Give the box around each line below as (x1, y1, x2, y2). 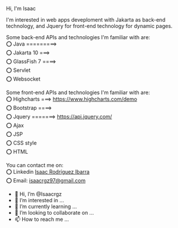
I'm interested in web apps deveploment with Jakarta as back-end (6, 16, 166, 23)
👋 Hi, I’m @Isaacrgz (14, 191, 62, 198)
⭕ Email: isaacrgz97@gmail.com (6, 177, 86, 184)
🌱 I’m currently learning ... (14, 203, 77, 210)
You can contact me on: (6, 162, 63, 168)
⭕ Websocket (6, 75, 41, 82)
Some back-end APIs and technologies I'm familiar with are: (6, 34, 150, 40)
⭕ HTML (6, 148, 28, 155)
